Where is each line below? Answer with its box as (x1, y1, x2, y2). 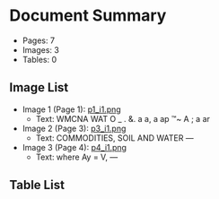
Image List (9, 80, 69, 95)
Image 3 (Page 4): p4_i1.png (22, 142, 127, 152)
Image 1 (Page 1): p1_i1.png (22, 104, 121, 115)
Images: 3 (22, 44, 60, 55)
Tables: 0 (22, 54, 57, 65)
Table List (9, 177, 66, 193)
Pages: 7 (22, 35, 56, 46)
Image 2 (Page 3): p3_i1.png (22, 123, 127, 134)
